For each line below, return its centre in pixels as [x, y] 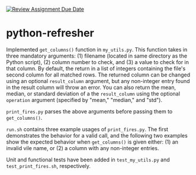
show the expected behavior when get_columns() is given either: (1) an [92, 142]
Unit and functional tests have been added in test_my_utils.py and [88, 160]
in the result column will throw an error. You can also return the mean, [91, 87]
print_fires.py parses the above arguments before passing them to [89, 111]
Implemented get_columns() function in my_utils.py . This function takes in [97, 49]
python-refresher [50, 33]
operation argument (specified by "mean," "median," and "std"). [84, 100]
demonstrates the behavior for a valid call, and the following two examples [97, 135]
